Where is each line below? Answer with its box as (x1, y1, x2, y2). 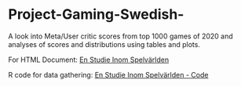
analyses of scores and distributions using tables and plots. (8, 39, 200, 49)
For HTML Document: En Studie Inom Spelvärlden (8, 55, 170, 64)
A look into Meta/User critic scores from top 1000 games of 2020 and (8, 31, 233, 41)
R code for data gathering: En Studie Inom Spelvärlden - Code (8, 70, 209, 79)
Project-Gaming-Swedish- (8, 5, 184, 24)
